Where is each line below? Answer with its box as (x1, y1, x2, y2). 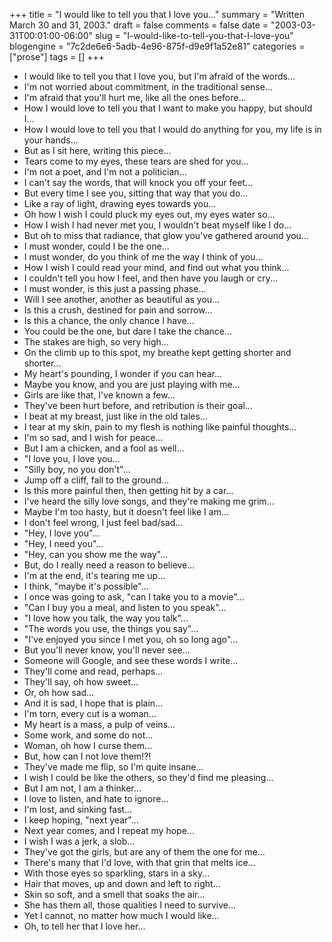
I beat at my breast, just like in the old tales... (23, 410, 208, 422)
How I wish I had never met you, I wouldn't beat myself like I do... (23, 219, 292, 231)
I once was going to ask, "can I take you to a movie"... (23, 591, 245, 603)
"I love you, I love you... (23, 453, 121, 464)
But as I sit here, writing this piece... (23, 145, 172, 156)
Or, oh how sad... (23, 687, 95, 698)
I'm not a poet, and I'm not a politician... (23, 166, 187, 178)
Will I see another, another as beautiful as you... (23, 294, 221, 305)
